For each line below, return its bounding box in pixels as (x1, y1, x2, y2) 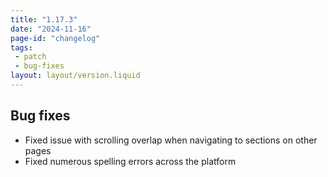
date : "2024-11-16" (10, 24, 92, 34)
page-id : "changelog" (10, 33, 101, 43)
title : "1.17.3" (10, 14, 78, 25)
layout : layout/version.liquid (10, 71, 141, 81)
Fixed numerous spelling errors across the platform (24, 155, 237, 167)
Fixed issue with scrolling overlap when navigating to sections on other (24, 134, 318, 146)
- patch (14, 52, 47, 62)
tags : (10, 42, 33, 53)
